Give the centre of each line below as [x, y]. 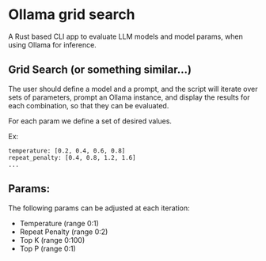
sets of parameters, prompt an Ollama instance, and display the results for [129, 97]
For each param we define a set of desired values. [90, 121]
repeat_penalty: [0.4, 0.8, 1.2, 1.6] [72, 157]
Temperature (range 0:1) [59, 223]
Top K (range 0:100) [52, 240]
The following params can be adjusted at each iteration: [99, 208]
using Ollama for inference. [52, 44]
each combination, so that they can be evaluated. [89, 105]
